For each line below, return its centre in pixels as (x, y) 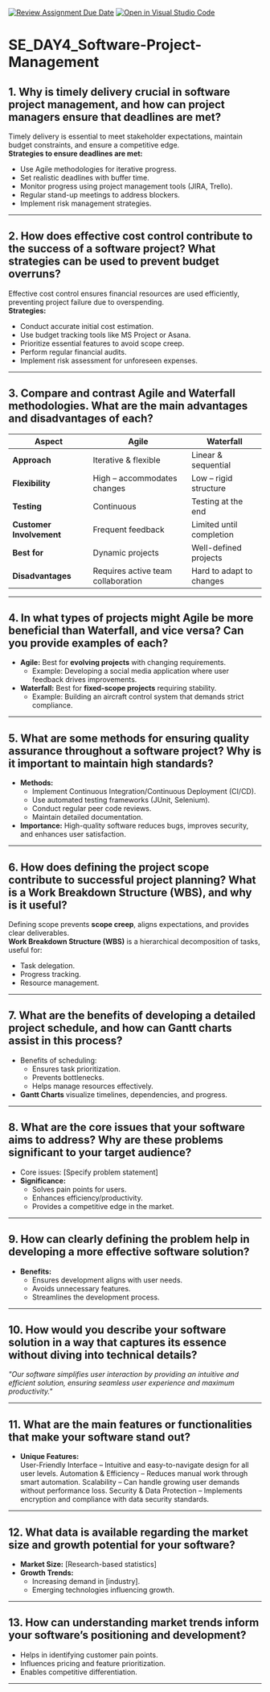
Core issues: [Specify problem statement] (89, 1172)
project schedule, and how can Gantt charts (120, 1028)
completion (213, 534)
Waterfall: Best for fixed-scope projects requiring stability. (118, 688)
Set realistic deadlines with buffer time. (85, 178)
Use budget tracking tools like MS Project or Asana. (105, 335)
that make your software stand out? (100, 1437)
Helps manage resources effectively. (93, 1086)
